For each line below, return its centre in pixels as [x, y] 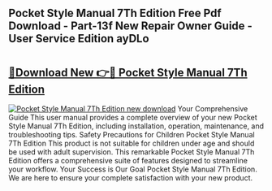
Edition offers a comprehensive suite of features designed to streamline [128, 161]
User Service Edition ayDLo [79, 39]
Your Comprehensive [213, 109]
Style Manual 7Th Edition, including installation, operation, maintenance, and [136, 126]
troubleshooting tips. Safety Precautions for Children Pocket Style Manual [132, 135]
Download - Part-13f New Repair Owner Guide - [131, 26]
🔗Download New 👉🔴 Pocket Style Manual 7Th [128, 72]
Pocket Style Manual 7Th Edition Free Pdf [115, 13]
